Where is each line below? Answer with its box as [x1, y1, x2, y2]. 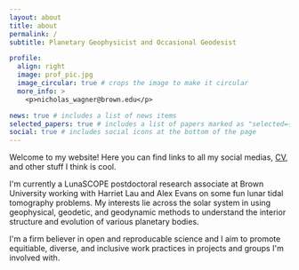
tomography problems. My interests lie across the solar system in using [9, 197, 271, 209]
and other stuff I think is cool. [9, 162, 117, 172]
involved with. [9, 252, 61, 263]
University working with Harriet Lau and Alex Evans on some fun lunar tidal [9, 188, 284, 199]
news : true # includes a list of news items [9, 111, 177, 120]
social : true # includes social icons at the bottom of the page [9, 128, 256, 137]
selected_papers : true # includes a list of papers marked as [9, 119, 245, 129]
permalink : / [9, 29, 58, 38]
